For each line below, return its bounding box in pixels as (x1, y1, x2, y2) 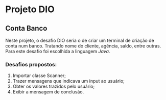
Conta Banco (5, 24, 48, 33)
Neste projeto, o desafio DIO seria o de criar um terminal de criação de (5, 37, 154, 43)
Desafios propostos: (5, 61, 57, 68)
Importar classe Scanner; (12, 72, 66, 79)
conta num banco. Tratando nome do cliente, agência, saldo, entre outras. (5, 43, 161, 49)
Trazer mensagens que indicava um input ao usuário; (12, 78, 125, 84)
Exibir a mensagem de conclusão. (12, 89, 84, 95)
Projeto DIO (5, 4, 55, 15)
